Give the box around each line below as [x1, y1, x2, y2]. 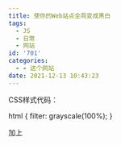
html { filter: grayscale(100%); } [8, 110, 113, 121]
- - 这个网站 [15, 64, 55, 72]
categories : [8, 57, 48, 65]
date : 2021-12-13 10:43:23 [8, 72, 99, 80]
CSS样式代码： [8, 94, 59, 105]
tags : [8, 19, 27, 27]
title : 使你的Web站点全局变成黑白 [8, 11, 111, 20]
